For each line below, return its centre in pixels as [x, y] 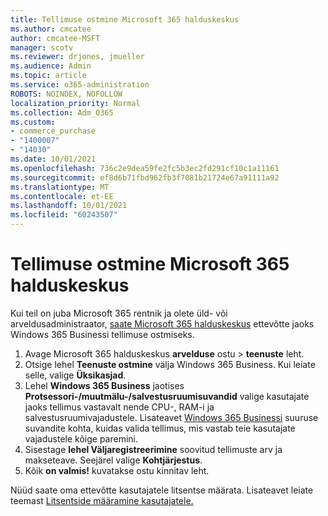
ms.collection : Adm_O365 [62, 112]
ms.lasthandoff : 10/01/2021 [69, 206]
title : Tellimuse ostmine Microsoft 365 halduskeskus [125, 19]
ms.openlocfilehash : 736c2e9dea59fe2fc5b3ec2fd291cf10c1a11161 [145, 168]
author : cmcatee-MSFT [55, 38]
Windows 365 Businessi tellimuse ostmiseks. [102, 334]
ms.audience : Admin [51, 66]
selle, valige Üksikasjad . [75, 375]
